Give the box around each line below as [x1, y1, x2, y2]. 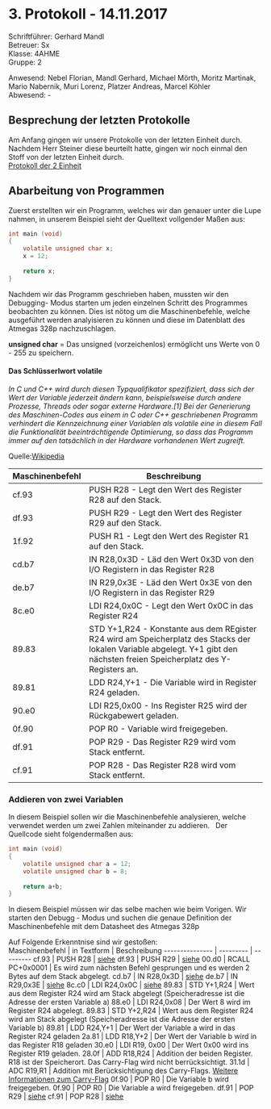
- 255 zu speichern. [8, 348, 74, 358]
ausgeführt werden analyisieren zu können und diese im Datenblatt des [8, 315, 246, 324]
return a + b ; [23, 882, 63, 890]
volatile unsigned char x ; [23, 245, 114, 253]
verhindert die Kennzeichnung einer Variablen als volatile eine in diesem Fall [8, 418, 262, 428]
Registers [88, 663, 125, 675]
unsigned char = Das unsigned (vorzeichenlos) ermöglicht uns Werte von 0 [8, 339, 261, 349]
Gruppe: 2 [8, 57, 42, 67]
